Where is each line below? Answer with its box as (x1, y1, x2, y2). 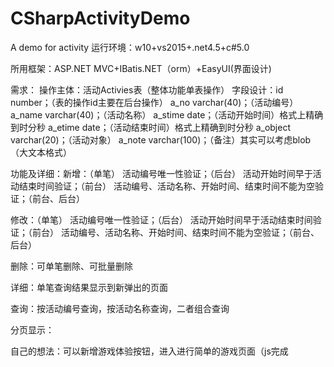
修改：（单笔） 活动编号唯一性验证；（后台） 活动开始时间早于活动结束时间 (10, 213, 313, 226)
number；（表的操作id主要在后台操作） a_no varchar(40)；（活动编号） (10, 96, 299, 108)
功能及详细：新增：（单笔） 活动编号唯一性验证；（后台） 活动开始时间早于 (10, 167, 313, 179)
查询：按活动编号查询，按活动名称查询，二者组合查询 (10, 302, 230, 314)
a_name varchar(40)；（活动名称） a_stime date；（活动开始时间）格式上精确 (10, 108, 324, 121)
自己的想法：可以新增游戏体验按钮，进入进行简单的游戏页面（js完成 (10, 345, 289, 357)
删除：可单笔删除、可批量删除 (10, 260, 133, 272)
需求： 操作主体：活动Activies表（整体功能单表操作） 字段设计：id (10, 83, 284, 96)
